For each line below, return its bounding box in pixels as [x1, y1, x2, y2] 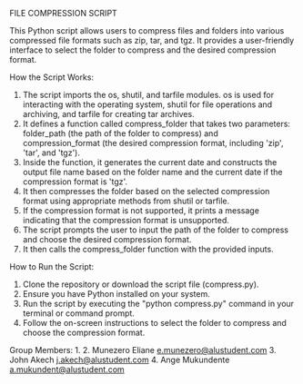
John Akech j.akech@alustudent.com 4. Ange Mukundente [9, 354, 230, 365]
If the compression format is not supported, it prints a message [22, 205, 259, 216]
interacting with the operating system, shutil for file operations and [22, 99, 273, 110]
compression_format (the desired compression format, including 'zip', [22, 138, 284, 148]
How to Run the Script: [9, 261, 95, 271]
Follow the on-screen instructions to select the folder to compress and [22, 318, 287, 328]
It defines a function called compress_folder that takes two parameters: [22, 118, 291, 129]
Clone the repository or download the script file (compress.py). [22, 279, 259, 290]
